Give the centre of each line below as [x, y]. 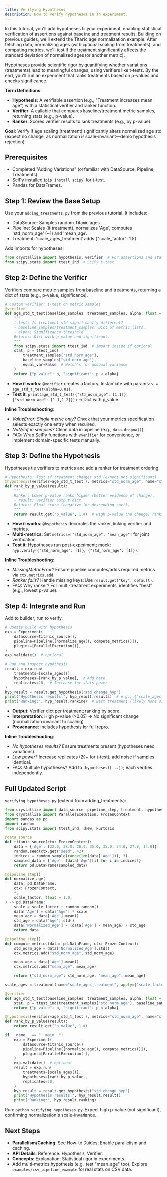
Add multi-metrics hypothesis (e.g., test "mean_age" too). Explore [80, 1164]
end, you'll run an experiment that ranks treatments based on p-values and [82, 75]
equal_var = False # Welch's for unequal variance [75, 365]
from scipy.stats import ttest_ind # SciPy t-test [60, 262]
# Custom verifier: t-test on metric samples [53, 304]
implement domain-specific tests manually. [56, 440]
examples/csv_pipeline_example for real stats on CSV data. [72, 1169]
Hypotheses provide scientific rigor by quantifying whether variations [76, 65]
